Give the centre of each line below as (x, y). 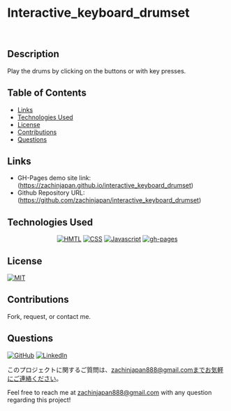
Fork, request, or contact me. (49, 316)
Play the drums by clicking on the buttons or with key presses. (97, 70)
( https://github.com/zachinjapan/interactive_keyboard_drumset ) (109, 200)
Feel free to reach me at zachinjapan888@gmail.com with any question (110, 392)
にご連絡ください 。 (35, 378)
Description (33, 54)
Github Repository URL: (51, 193)
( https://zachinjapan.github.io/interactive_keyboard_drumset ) (105, 186)
